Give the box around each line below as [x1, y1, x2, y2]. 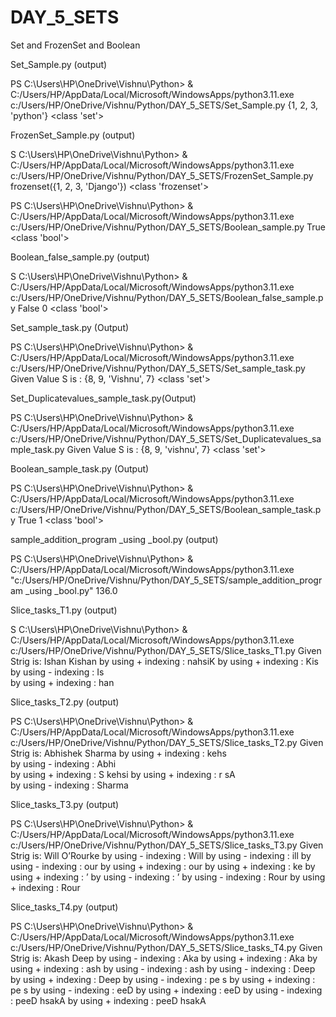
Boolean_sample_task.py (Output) [10, 462, 150, 475]
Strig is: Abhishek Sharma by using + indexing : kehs [10, 747, 227, 759]
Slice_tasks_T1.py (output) [10, 604, 118, 616]
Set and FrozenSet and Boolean [10, 39, 141, 51]
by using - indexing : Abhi [10, 757, 117, 770]
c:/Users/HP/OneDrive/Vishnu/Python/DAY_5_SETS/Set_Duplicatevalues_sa [10, 432, 322, 445]
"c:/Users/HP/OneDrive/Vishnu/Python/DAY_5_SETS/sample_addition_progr [10, 574, 323, 586]
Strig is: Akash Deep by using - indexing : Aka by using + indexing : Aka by [10, 952, 318, 964]
